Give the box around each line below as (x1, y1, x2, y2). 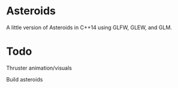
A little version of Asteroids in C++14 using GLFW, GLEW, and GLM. (6, 24, 173, 31)
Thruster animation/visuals (6, 64, 72, 71)
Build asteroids (6, 76, 43, 83)
